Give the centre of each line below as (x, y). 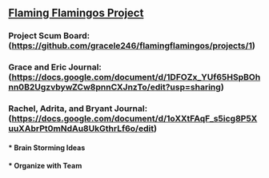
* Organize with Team (45, 166)
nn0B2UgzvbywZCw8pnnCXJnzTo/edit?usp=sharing (115, 87)
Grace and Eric (38, 67)
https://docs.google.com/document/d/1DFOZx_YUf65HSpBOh (136, 77)
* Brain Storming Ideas (47, 148)
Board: (76, 36)
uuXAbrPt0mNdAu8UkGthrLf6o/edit (81, 129)
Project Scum (35, 36)
